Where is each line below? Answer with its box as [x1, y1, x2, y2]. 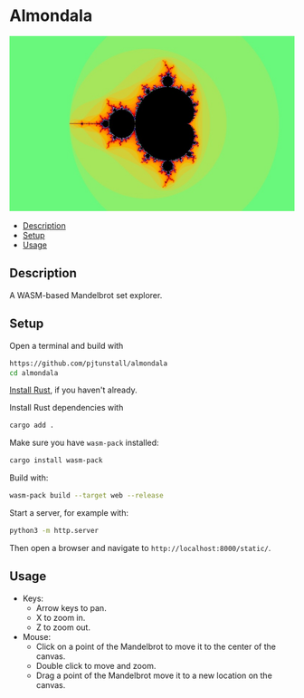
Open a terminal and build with [9, 340, 124, 351]
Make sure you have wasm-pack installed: [9, 437, 160, 449]
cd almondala [9, 368, 59, 377]
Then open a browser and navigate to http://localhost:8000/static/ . [9, 542, 271, 553]
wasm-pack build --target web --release [9, 491, 165, 500]
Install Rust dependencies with [9, 402, 124, 413]
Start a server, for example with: [9, 508, 129, 518]
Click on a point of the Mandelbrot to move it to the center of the [35, 641, 276, 652]
